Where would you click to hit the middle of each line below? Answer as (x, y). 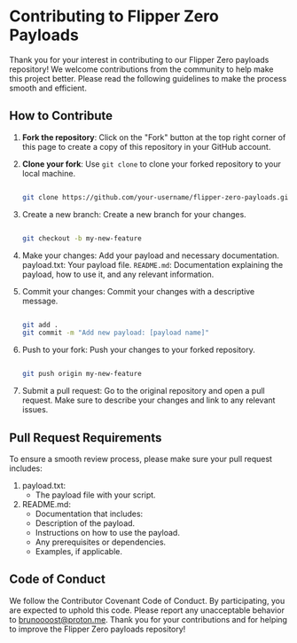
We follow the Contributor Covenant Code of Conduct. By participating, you (147, 600)
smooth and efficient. (48, 88)
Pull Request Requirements (86, 438)
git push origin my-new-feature (82, 374)
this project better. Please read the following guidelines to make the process (148, 78)
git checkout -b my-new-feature (82, 238)
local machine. (49, 173)
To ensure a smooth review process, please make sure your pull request (141, 459)
